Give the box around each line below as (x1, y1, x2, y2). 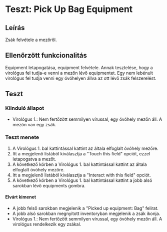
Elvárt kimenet (5, 194, 36, 200)
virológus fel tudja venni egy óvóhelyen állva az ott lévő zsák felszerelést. (5, 75, 156, 81)
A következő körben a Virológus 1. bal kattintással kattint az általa (12, 161, 147, 167)
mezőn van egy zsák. (12, 121, 56, 127)
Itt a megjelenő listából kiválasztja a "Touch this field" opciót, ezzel (12, 150, 150, 156)
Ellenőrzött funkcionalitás (5, 51, 87, 60)
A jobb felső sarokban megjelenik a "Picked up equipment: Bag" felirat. (12, 205, 159, 211)
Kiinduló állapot (5, 105, 44, 112)
